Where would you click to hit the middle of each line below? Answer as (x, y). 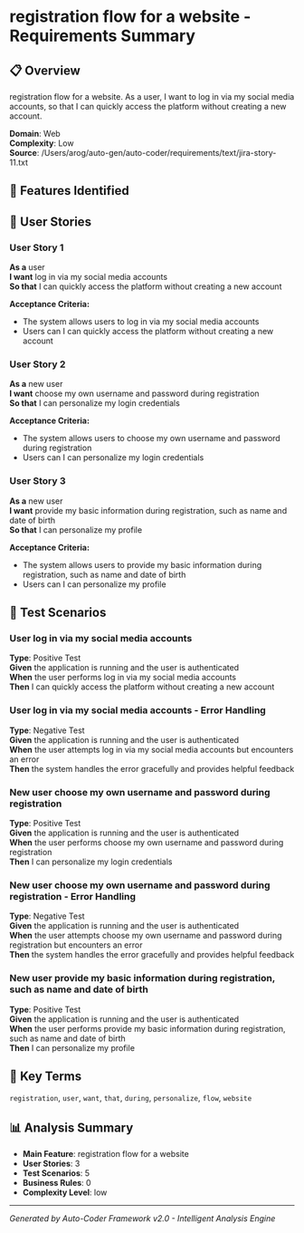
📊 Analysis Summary (71, 1127)
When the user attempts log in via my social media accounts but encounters (152, 749)
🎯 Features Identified (69, 191)
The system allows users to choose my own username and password (151, 438)
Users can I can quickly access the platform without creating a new (148, 332)
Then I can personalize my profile (72, 1047)
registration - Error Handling (73, 896)
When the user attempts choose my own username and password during (146, 936)
